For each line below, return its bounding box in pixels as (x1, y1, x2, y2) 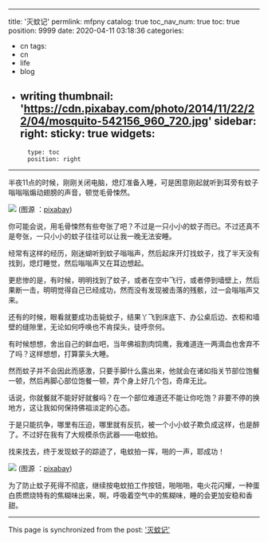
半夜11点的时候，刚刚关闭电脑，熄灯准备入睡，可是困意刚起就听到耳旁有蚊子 (8, 177, 259, 187)
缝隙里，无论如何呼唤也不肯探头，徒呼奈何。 (22, 322, 169, 332)
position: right (27, 155, 81, 163)
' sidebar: (207, 115, 257, 128)
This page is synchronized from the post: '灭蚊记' (8, 524, 171, 534)
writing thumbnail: (19, 89, 114, 104)
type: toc (27, 148, 60, 156)
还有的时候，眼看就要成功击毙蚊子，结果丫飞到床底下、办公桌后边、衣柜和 (8, 312, 253, 321)
